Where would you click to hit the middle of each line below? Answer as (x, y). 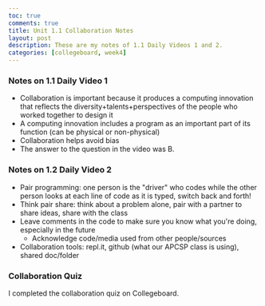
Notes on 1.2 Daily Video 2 (60, 170)
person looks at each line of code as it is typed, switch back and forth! (135, 196)
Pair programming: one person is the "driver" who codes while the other (138, 187)
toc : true (25, 16)
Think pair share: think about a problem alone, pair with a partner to (131, 204)
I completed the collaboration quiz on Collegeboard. (94, 293)
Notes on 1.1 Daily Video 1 (58, 81)
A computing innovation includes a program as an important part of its (135, 124)
